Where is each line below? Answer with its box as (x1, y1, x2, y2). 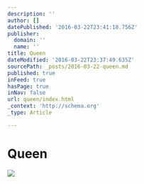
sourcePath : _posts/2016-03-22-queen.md (7, 63, 129, 70)
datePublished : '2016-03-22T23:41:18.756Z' (7, 23, 138, 30)
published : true (7, 69, 55, 76)
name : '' (13, 43, 40, 50)
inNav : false (7, 89, 46, 96)
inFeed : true (7, 76, 46, 84)
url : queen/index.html (7, 96, 74, 103)
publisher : (7, 30, 40, 38)
